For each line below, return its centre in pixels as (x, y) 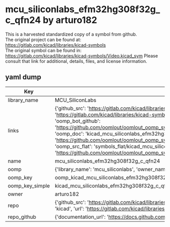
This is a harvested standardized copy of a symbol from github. (71, 34)
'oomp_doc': (70, 134)
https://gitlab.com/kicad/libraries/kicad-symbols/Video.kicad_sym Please (82, 56)
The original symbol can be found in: (44, 50)
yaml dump (23, 77)
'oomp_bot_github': (78, 121)
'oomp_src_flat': (74, 146)
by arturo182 (70, 20)
